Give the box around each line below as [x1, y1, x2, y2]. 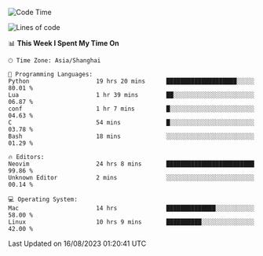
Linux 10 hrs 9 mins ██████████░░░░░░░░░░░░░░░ [8, 218, 255, 226]
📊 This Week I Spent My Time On [8, 39, 119, 47]
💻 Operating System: [8, 195, 79, 203]
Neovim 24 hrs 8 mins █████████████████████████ [8, 160, 255, 168]
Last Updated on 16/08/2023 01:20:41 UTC [8, 239, 147, 248]
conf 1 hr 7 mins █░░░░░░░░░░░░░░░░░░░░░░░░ [8, 105, 255, 113]
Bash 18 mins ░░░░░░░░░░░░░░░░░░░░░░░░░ [8, 132, 255, 140]
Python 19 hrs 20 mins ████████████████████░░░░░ [8, 77, 255, 85]
